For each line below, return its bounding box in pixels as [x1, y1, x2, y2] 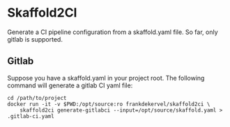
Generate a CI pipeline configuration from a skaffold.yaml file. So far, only [7, 28, 218, 36]
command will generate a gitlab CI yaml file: [7, 81, 133, 90]
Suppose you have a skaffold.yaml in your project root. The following [7, 74, 205, 82]
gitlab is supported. [7, 35, 63, 43]
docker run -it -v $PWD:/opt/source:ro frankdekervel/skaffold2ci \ [7, 101, 210, 108]
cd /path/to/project [7, 94, 68, 101]
